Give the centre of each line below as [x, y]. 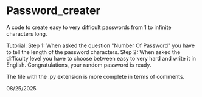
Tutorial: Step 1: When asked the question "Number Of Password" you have [101, 45]
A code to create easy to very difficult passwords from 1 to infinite [89, 27]
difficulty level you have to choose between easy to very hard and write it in [101, 58]
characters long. [27, 33]
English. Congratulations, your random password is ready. [79, 65]
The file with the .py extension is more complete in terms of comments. [96, 76]
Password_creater [53, 11]
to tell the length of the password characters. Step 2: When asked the [93, 52]
